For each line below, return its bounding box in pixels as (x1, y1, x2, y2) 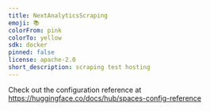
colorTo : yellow (8, 33, 62, 42)
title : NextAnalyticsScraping (8, 11, 109, 20)
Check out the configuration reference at (8, 85, 142, 94)
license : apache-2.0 (8, 56, 77, 64)
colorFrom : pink (8, 26, 62, 34)
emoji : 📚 (8, 19, 40, 27)
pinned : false (8, 48, 55, 56)
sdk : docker (8, 41, 48, 49)
